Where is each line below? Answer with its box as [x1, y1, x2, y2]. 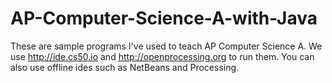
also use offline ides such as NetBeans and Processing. [10, 61, 240, 73]
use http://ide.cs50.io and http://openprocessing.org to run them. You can [10, 50, 315, 62]
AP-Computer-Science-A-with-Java [10, 7, 318, 30]
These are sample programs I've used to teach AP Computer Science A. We [10, 40, 323, 52]
